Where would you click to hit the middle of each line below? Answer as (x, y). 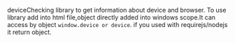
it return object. (29, 32)
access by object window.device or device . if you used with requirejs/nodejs (117, 25)
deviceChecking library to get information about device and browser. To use (117, 10)
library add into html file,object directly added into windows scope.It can (111, 17)
